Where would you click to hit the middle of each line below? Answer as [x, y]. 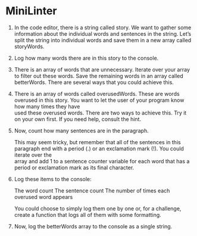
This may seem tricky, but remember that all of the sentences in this [97, 142]
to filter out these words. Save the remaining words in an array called [99, 76]
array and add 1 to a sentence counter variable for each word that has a [102, 161]
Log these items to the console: [53, 179]
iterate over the [33, 155]
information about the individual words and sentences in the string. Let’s [103, 33]
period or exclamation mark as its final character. [74, 167]
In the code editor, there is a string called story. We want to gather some [103, 27]
